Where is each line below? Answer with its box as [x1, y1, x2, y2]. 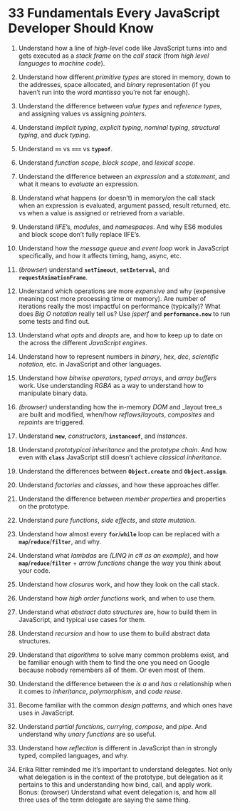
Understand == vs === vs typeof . [18, 144, 113, 153]
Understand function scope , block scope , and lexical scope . [18, 158, 195, 167]
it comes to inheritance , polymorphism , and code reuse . [18, 687, 183, 695]
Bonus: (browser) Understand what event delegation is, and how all [18, 787, 216, 796]
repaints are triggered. [18, 417, 85, 426]
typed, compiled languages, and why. [18, 751, 129, 760]
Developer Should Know [8, 20, 154, 36]
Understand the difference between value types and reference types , [18, 101, 222, 110]
